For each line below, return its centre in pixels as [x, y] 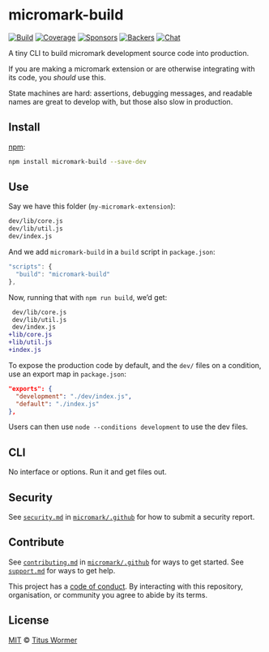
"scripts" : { [30, 267]
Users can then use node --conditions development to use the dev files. [128, 427]
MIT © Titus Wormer [43, 640]
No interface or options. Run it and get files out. [88, 472]
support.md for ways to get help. [62, 570]
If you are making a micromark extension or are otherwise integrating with [132, 69]
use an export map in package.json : [68, 374]
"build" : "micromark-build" [63, 274]
